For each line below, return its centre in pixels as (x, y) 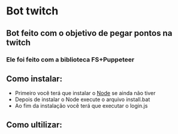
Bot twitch (32, 11)
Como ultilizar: (34, 125)
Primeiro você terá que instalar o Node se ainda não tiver (85, 93)
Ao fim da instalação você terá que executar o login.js (81, 106)
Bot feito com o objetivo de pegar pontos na (89, 33)
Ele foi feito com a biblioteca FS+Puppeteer (70, 59)
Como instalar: (34, 79)
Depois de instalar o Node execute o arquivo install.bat (82, 99)
